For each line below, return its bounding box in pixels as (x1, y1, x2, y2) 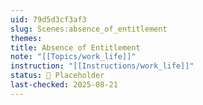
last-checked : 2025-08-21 (10, 80, 118, 90)
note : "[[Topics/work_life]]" (10, 52, 137, 62)
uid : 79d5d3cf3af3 (10, 14, 87, 25)
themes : (10, 33, 43, 43)
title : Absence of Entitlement (10, 42, 141, 53)
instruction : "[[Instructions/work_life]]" (10, 61, 195, 71)
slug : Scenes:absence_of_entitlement (10, 24, 168, 34)
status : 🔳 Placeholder (10, 71, 105, 81)
